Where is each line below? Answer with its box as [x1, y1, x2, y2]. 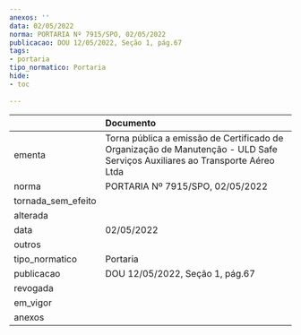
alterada [13, 209, 49, 221]
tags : [9, 47, 30, 56]
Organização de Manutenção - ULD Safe [105, 142, 278, 155]
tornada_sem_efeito [13, 194, 97, 207]
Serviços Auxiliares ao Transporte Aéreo [105, 154, 275, 167]
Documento [105, 116, 157, 129]
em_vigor [13, 296, 52, 309]
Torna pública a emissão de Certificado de [105, 132, 284, 144]
